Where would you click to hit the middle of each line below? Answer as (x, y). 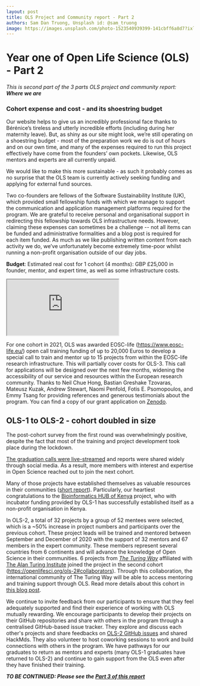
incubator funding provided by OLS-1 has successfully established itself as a (100, 502)
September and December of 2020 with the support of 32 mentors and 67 (97, 539)
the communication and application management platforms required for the (98, 208)
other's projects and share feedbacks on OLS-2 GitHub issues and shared (97, 634)
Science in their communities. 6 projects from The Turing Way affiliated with (99, 558)
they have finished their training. (46, 665)
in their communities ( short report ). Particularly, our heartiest (81, 490)
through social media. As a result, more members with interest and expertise (100, 465)
